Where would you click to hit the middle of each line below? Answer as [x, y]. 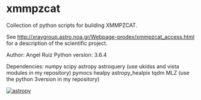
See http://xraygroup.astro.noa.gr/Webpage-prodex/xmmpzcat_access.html [100, 37]
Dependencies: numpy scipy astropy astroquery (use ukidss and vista [93, 66]
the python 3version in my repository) [53, 79]
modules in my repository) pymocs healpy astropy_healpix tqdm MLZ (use [98, 72]
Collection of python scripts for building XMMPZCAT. [72, 25]
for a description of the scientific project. [57, 43]
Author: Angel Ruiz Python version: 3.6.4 [57, 54]
